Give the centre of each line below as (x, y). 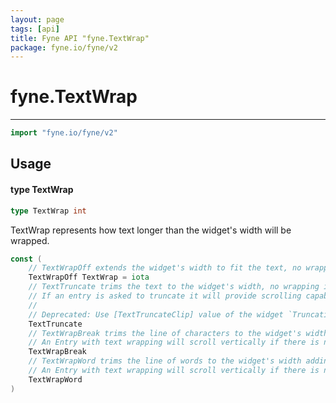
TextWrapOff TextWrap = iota (89, 277)
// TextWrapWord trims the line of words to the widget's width (165, 361)
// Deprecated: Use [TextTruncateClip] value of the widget (156, 314)
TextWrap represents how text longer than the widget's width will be (151, 230)
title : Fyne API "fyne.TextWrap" (80, 38)
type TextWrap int (48, 211)
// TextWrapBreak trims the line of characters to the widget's (165, 333)
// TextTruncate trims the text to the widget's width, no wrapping (174, 287)
